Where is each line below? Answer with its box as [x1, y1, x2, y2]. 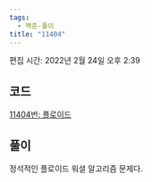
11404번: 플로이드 [9, 109, 72, 120]
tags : [9, 12, 30, 22]
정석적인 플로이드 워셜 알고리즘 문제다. [9, 163, 143, 174]
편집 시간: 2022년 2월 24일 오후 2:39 [9, 55, 140, 66]
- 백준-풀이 [17, 21, 55, 30]
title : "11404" [9, 29, 66, 38]
